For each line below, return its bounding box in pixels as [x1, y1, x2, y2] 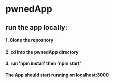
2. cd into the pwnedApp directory [5, 49, 79, 55]
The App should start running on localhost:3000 [5, 72, 109, 78]
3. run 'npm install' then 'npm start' [5, 60, 82, 66]
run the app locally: [5, 23, 68, 32]
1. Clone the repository [5, 37, 54, 44]
